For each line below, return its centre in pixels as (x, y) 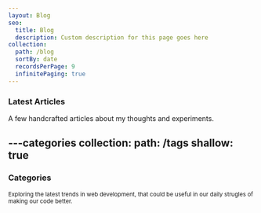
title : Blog (35, 30)
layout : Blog (29, 15)
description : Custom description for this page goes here (112, 37)
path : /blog (35, 52)
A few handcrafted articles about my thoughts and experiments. (111, 118)
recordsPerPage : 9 (45, 67)
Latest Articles (36, 101)
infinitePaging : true (51, 74)
